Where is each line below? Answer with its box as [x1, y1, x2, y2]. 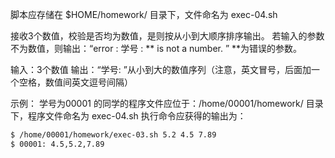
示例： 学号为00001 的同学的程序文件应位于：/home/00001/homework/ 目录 [10, 98, 324, 109]
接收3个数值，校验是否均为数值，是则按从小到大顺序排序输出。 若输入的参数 [10, 30, 325, 42]
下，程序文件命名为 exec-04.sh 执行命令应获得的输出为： [10, 110, 247, 122]
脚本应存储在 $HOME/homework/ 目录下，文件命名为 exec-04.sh [10, 9, 278, 20]
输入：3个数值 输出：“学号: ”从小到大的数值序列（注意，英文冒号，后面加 [10, 64, 312, 75]
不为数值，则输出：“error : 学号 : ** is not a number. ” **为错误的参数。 [10, 43, 303, 54]
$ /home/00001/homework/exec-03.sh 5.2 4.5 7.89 [10, 130, 217, 140]
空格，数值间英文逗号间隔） [18, 76, 133, 88]
